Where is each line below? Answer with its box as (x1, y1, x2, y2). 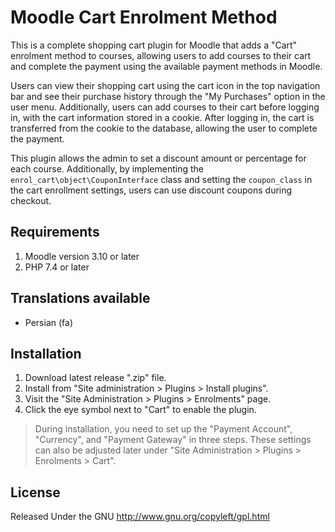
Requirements (10, 224, 100, 241)
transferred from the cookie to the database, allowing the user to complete (10, 122, 318, 134)
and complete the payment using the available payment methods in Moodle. (10, 60, 323, 72)
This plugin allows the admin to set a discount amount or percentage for (10, 152, 307, 164)
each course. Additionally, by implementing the (10, 162, 204, 175)
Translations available (10, 290, 151, 307)
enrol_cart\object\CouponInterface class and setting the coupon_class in (10, 173, 313, 185)
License (10, 484, 61, 501)
